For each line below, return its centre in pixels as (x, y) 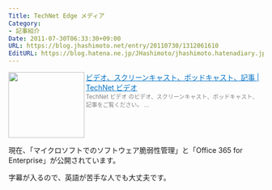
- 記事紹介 (24, 31)
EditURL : (23, 53)
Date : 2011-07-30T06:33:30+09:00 (65, 38)
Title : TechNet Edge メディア (57, 16)
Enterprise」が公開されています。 (64, 160)
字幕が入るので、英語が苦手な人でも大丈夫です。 (90, 177)
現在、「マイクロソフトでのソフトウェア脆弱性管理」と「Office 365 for (125, 150)
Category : (25, 23)
